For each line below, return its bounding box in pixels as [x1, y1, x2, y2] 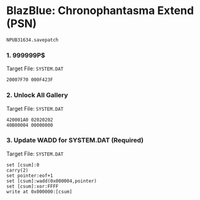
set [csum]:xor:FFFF [6, 183, 59, 190]
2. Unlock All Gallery [6, 91, 69, 100]
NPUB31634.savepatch [6, 37, 59, 43]
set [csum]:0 [6, 161, 40, 168]
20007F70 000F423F [6, 77, 53, 83]
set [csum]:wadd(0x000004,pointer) [6, 178, 97, 184]
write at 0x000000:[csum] [6, 188, 72, 194]
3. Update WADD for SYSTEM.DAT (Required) [6, 136, 144, 144]
